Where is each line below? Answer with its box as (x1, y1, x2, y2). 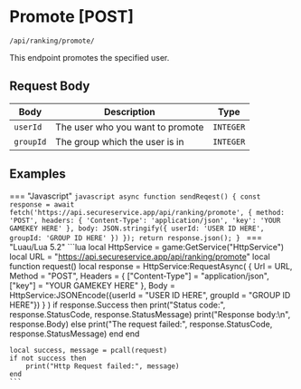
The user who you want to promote (55, 121, 204, 133)
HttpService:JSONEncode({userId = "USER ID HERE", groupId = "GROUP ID (9, 289, 291, 300)
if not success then (9, 354, 88, 363)
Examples (9, 166, 66, 182)
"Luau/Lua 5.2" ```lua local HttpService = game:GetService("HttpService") (9, 241, 285, 252)
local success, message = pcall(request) (9, 345, 168, 355)
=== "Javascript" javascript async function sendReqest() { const (9, 190, 261, 201)
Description (103, 105, 155, 118)
